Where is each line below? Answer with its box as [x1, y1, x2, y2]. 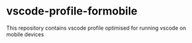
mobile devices [6, 30, 44, 38]
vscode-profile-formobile [6, 4, 138, 18]
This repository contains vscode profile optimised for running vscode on [6, 24, 186, 31]
